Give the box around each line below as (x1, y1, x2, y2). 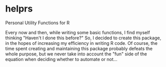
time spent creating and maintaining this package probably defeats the (5, 45, 153, 51)
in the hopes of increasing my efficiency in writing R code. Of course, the (5, 40, 158, 46)
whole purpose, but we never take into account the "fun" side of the (5, 51, 147, 57)
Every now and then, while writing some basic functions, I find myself (5, 29, 150, 35)
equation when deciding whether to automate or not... (5, 56, 117, 62)
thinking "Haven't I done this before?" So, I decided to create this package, (5, 35, 161, 41)
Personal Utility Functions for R (5, 20, 70, 26)
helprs (5, 3, 33, 15)
